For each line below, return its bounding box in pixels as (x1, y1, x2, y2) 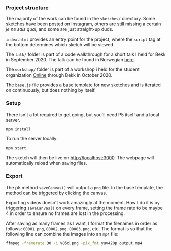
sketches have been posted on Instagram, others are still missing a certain (6, 21, 161, 27)
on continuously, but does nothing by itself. (6, 87, 96, 93)
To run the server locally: (6, 136, 58, 142)
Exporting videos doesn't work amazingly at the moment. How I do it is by (6, 199, 160, 205)
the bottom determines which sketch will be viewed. (6, 42, 115, 48)
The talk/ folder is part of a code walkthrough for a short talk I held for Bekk (6, 51, 166, 57)
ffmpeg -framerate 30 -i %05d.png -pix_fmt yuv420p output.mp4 (6, 240, 143, 246)
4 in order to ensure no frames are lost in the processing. (6, 210, 125, 217)
